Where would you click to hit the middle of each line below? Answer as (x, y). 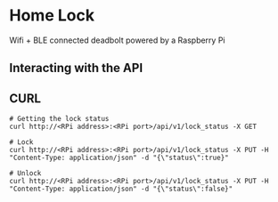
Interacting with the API (76, 68)
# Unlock (25, 174)
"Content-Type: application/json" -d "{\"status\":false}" (121, 189)
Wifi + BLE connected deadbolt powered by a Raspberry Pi (117, 40)
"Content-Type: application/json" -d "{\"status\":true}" (119, 158)
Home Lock (52, 16)
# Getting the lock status (59, 119)
